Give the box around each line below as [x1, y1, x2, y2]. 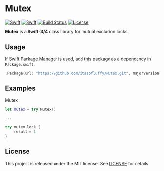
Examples [5, 85, 36, 93]
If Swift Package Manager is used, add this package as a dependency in [5, 56, 151, 62]
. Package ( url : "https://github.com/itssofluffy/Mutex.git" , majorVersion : [5, 71, 162, 76]
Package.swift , [5, 61, 35, 67]
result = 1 [14, 129, 36, 134]
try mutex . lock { [5, 125, 41, 130]
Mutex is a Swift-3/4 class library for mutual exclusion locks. [5, 28, 129, 34]
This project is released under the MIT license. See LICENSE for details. [5, 160, 150, 166]
